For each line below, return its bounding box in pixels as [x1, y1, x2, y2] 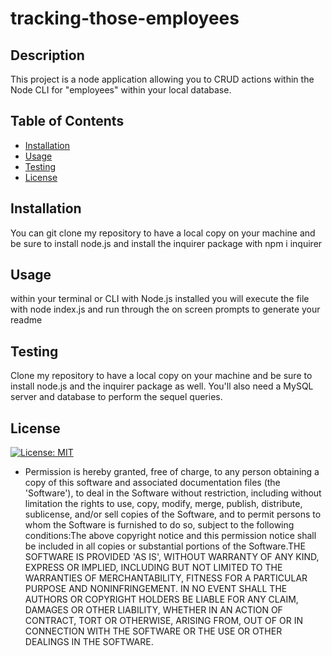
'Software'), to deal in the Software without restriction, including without [24, 487, 322, 499]
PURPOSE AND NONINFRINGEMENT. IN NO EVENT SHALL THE [24, 583, 288, 595]
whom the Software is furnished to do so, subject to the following [24, 519, 295, 531]
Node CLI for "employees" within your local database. [10, 84, 232, 96]
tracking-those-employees [10, 7, 240, 30]
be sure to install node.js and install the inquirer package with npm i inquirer [10, 237, 323, 249]
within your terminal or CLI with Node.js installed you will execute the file [10, 293, 310, 305]
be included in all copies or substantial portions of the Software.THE [24, 540, 306, 552]
